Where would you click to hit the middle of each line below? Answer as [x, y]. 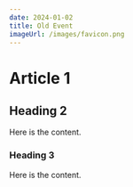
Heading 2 [39, 111]
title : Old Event [41, 26]
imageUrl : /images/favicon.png [67, 34]
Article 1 [40, 78]
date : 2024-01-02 [41, 17]
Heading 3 [32, 155]
